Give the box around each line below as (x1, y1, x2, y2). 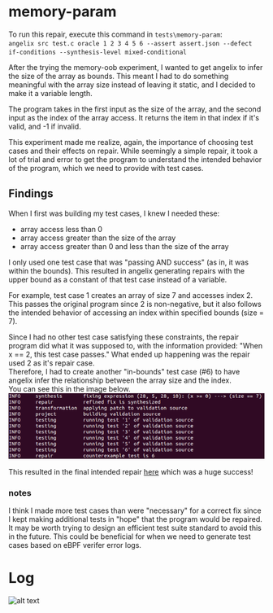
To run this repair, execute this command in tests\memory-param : (8, 29, 223, 39)
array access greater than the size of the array (19, 233, 176, 243)
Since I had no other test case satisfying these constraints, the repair (8, 332, 240, 342)
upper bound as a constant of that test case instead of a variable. (8, 274, 227, 284)
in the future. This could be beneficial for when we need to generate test (8, 532, 251, 541)
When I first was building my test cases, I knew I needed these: (8, 208, 220, 218)
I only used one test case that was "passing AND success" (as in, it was (8, 257, 249, 267)
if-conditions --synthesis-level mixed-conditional (8, 48, 187, 56)
